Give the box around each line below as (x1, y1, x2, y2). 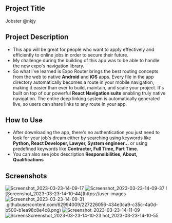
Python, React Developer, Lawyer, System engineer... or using (12, 140, 148, 146)
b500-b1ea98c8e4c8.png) (5, 207, 62, 213)
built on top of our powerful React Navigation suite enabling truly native (12, 90, 166, 96)
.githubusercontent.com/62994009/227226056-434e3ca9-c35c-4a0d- (5, 201, 158, 208)
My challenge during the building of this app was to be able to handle (12, 57, 160, 63)
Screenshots (5, 172, 47, 180)
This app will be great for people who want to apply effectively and (12, 46, 155, 52)
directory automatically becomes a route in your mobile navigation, (12, 79, 155, 85)
